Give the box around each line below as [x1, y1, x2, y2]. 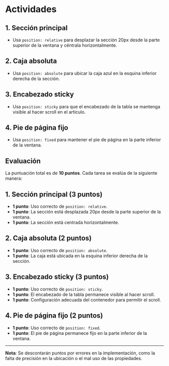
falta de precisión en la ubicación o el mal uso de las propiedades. [5, 355, 142, 361]
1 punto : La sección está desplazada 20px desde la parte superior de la [12, 209, 161, 215]
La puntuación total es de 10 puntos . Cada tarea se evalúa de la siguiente [5, 170, 157, 176]
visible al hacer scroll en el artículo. [12, 109, 86, 115]
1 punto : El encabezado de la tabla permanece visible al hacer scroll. [12, 291, 155, 298]
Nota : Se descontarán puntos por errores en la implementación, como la [5, 350, 155, 356]
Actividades [5, 4, 57, 15]
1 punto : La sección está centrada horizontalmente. [12, 219, 119, 226]
